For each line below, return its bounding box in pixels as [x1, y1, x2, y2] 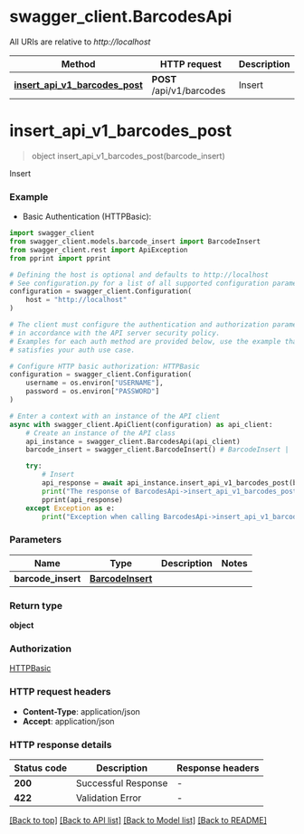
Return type [9, 599, 63, 611]
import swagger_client [9, 229, 95, 238]
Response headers [176, 762, 260, 774]
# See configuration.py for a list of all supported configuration [9, 279, 270, 288]
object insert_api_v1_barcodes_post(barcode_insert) [31, 150, 226, 161]
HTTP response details [9, 738, 112, 751]
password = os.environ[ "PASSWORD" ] [25, 387, 160, 396]
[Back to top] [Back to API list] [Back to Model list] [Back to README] [9, 814, 267, 825]
